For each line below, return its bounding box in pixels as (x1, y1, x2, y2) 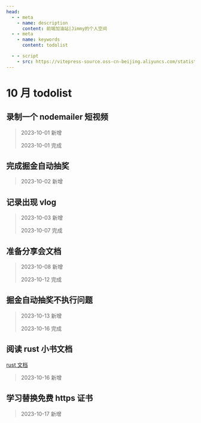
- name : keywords (17, 37, 60, 43)
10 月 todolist (6, 86, 72, 99)
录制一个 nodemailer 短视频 (6, 112, 109, 122)
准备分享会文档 (6, 246, 62, 256)
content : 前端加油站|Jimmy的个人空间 (22, 25, 108, 32)
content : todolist (22, 43, 68, 49)
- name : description (17, 20, 68, 26)
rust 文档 (6, 361, 28, 368)
